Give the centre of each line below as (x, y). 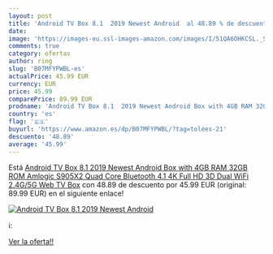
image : (19, 39)
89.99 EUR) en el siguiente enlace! (66, 193)
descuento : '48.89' (41, 136)
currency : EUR (32, 84)
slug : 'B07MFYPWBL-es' (47, 69)
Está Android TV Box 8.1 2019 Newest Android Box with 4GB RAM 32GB (128, 167)
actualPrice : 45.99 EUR (49, 76)
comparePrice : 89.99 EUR (50, 99)
